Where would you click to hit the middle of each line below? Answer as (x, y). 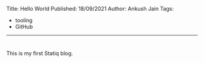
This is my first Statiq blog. (40, 53)
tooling (24, 20)
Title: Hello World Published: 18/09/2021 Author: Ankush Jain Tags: (90, 9)
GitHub (24, 27)
